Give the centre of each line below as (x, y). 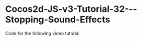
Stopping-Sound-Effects (58, 20)
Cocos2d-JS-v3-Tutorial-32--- (71, 9)
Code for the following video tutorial (42, 33)
